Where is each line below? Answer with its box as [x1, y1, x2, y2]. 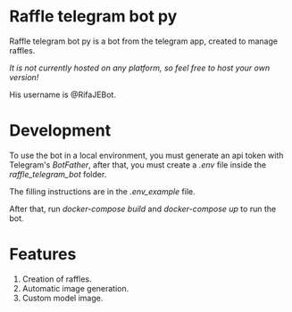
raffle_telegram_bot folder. [9, 168, 107, 179]
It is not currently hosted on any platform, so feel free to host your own [9, 62, 271, 73]
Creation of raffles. [21, 274, 92, 284]
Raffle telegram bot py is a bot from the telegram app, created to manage [9, 36, 279, 46]
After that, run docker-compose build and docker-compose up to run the [9, 203, 277, 214]
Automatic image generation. [21, 283, 129, 293]
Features [9, 244, 77, 265]
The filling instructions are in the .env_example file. [9, 185, 196, 197]
